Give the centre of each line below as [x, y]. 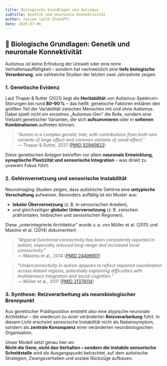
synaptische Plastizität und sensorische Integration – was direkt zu [76, 160]
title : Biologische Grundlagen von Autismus [52, 10]
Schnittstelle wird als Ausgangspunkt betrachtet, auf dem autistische [77, 352]
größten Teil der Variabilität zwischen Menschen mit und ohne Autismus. [80, 109]
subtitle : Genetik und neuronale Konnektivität [56, 14]
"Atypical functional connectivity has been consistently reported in [86, 239]
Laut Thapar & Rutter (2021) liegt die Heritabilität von [60, 98]
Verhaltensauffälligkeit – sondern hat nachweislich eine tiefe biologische [80, 69]
